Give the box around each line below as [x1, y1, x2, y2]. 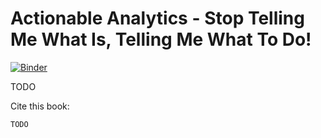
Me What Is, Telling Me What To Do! [10, 28, 312, 51]
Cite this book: [10, 100, 70, 112]
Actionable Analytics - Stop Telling [10, 7, 305, 30]
